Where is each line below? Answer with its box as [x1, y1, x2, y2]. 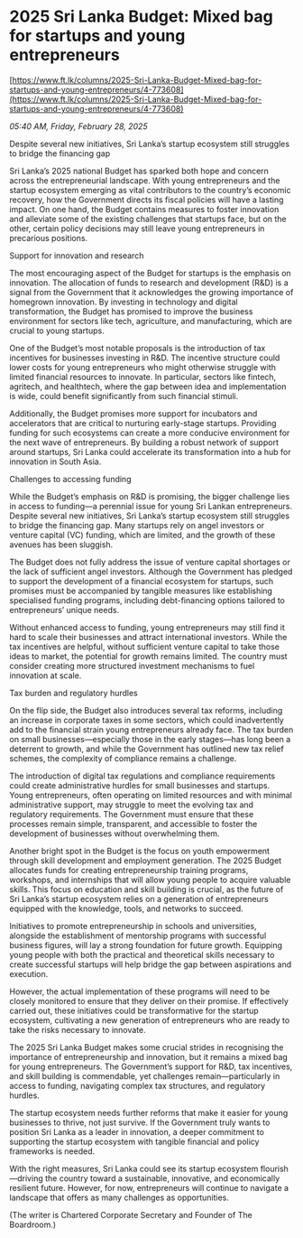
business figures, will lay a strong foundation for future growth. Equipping [9, 939, 282, 950]
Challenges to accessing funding [9, 473, 132, 484]
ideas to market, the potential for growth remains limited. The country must [9, 650, 288, 661]
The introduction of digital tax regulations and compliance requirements [9, 770, 276, 781]
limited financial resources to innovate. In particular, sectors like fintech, [9, 371, 277, 382]
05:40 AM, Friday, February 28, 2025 [9, 120, 148, 132]
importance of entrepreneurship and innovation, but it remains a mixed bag [9, 1051, 289, 1062]
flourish [260, 1163, 289, 1174]
